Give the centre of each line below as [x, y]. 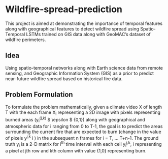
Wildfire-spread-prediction [64, 9]
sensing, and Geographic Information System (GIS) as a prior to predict [79, 73]
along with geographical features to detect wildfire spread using [72, 28]
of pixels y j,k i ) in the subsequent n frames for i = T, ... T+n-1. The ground [82, 137]
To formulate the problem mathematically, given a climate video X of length [84, 107]
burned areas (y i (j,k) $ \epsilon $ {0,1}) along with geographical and [75, 120]
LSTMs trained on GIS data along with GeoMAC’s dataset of [88, 34]
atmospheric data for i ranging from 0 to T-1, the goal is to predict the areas [84, 126]
